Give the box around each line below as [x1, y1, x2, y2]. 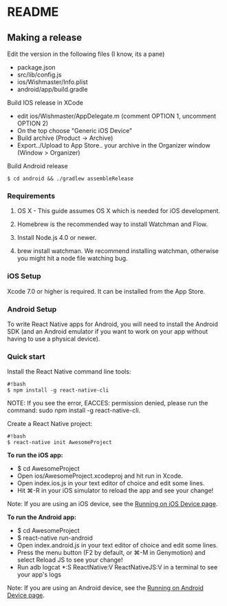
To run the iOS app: [7, 451, 63, 459]
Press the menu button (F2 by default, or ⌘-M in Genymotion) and [17, 549, 206, 557]
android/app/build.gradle [17, 85, 88, 93]
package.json [17, 63, 56, 71]
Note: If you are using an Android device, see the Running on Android [7, 584, 204, 592]
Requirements [7, 191, 56, 201]
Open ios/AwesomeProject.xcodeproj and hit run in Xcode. [17, 472, 184, 480]
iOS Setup [7, 272, 41, 281]
